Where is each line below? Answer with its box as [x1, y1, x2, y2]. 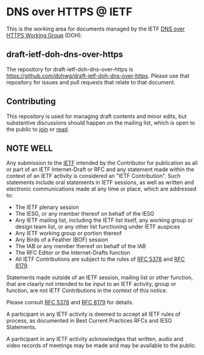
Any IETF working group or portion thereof [15, 230, 122, 237]
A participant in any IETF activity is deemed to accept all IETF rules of [6, 310, 181, 318]
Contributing [6, 97, 56, 107]
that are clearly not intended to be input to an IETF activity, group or [6, 280, 177, 288]
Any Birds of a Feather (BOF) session [15, 236, 108, 243]
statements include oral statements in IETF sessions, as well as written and [6, 179, 194, 186]
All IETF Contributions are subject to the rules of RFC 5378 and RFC [15, 255, 185, 263]
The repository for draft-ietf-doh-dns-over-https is [6, 65, 133, 73]
